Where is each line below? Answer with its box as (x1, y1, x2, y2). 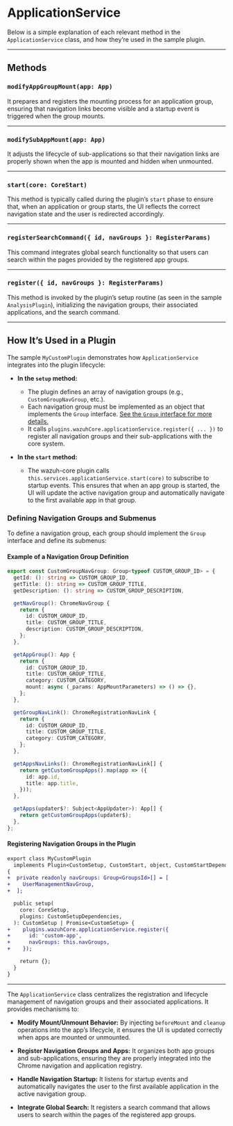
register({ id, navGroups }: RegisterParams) (7, 279, 164, 287)
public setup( (13, 900, 54, 907)
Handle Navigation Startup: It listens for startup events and (17, 1075, 189, 1083)
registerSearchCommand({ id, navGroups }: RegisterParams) (7, 234, 211, 241)
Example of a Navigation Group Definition (7, 552, 129, 561)
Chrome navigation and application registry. (17, 1061, 143, 1070)
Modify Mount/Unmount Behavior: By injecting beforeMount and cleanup (17, 1018, 225, 1026)
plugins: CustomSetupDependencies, (19, 913, 123, 920)
